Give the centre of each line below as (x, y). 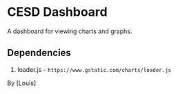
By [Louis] (22, 83)
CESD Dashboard (58, 12)
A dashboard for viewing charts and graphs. (70, 31)
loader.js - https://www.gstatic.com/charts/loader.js (94, 69)
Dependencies (39, 53)
